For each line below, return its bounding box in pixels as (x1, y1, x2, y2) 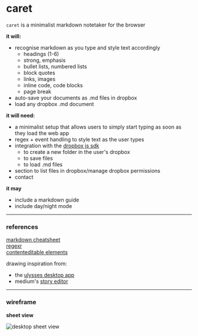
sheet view (6, 311, 34, 318)
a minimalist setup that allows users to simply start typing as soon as (14, 123, 181, 130)
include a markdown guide (14, 196, 80, 203)
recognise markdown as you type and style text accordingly (14, 44, 160, 51)
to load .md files (23, 161, 63, 168)
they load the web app (14, 129, 70, 137)
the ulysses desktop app (14, 272, 75, 279)
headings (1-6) (23, 50, 60, 57)
